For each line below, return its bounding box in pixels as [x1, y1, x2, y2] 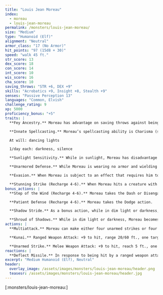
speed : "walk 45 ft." [5, 52, 49, 57]
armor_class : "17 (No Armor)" [5, 43, 66, 48]
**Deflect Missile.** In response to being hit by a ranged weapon [9, 253, 149, 258]
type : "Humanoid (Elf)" [5, 35, 53, 39]
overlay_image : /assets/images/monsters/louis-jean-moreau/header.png [9, 266, 155, 272]
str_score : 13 [5, 57, 34, 62]
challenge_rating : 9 [5, 102, 47, 107]
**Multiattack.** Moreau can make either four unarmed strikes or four [9, 226, 158, 231]
